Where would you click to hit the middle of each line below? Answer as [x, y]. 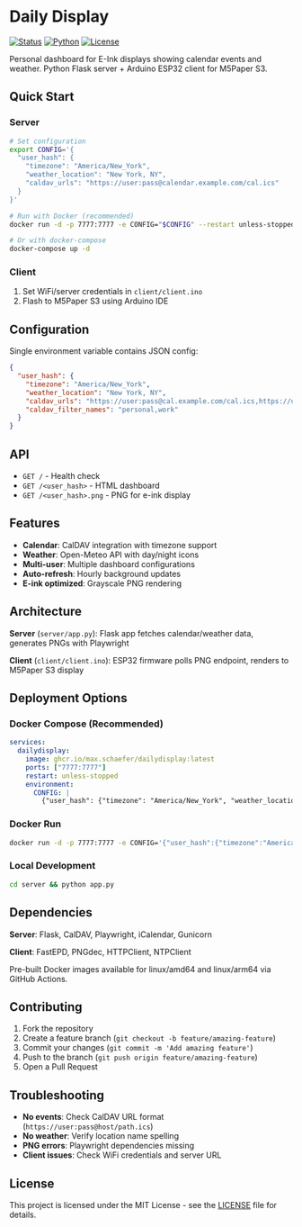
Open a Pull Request [60, 1067]
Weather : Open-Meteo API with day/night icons [111, 555]
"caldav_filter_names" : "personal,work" [102, 410]
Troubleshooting [57, 1095]
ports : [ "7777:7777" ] [66, 767]
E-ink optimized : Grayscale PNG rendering [102, 583]
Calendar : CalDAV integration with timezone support [120, 545]
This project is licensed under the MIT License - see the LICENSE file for [143, 1204]
